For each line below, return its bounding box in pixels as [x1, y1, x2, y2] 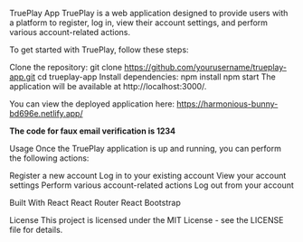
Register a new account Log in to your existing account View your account [9, 171, 287, 181]
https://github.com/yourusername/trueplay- [124, 62, 288, 72]
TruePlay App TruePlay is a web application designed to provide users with [9, 8, 289, 18]
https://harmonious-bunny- [175, 98, 279, 109]
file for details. [9, 225, 63, 235]
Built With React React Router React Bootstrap [9, 198, 181, 208]
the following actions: [9, 153, 90, 163]
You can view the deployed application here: [9, 98, 175, 109]
